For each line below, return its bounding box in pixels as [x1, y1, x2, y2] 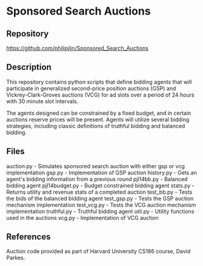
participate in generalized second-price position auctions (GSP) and [6, 84, 176, 92]
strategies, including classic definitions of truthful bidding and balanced [6, 122, 185, 129]
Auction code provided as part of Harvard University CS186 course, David [6, 248, 191, 255]
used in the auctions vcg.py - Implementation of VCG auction [6, 214, 159, 221]
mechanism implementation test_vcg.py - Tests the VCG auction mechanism [6, 201, 196, 208]
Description [6, 62, 52, 72]
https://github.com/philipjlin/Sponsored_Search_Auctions [6, 44, 148, 52]
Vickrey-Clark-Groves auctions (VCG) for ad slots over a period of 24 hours [6, 91, 195, 98]
